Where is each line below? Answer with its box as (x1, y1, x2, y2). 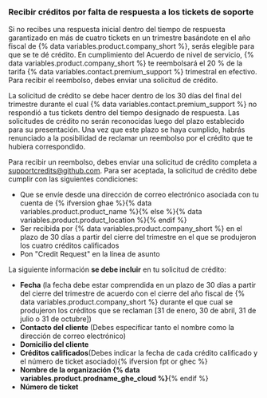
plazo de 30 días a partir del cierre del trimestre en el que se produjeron (19, 233, 257, 242)
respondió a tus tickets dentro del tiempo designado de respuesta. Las (8, 108, 241, 117)
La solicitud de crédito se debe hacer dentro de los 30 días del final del (8, 91, 241, 101)
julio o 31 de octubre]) (19, 314, 92, 324)
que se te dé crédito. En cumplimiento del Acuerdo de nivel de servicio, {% (8, 50, 254, 60)
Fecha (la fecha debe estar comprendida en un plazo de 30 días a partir (19, 281, 257, 290)
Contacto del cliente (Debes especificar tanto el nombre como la (19, 323, 235, 332)
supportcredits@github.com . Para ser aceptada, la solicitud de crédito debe (8, 166, 257, 176)
